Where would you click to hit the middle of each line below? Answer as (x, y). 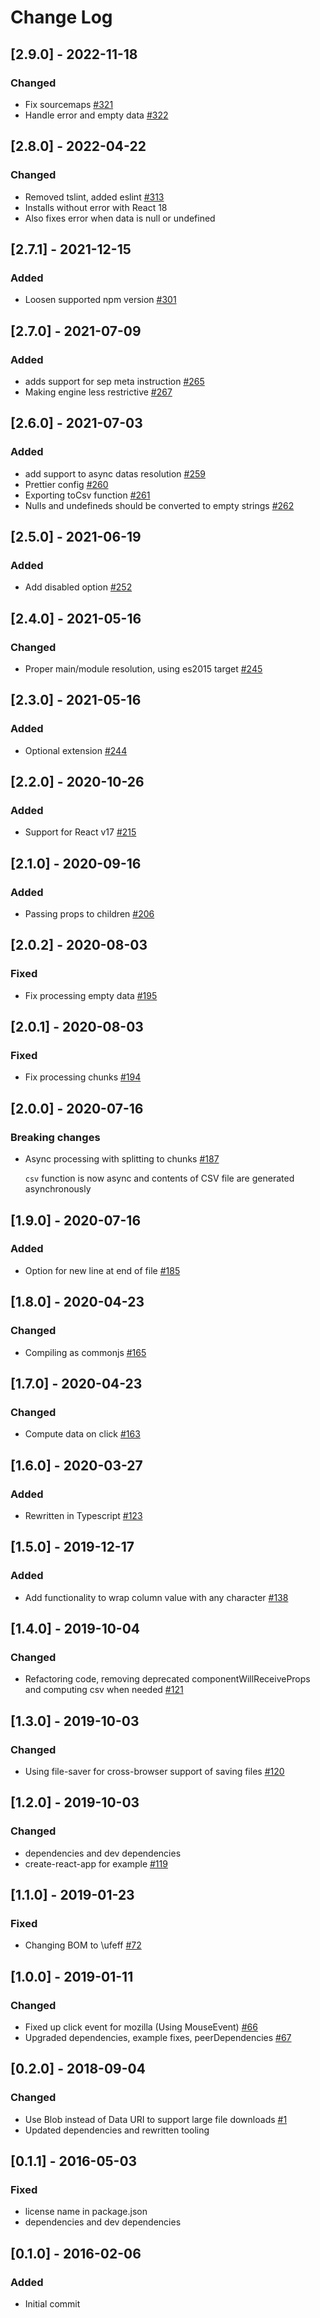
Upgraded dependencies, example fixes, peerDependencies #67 (158, 2037)
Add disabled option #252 (78, 587)
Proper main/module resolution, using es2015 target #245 (143, 669)
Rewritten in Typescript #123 (83, 1515)
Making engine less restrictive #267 (98, 392)
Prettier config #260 (66, 484)
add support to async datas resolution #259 (115, 473)
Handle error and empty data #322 (96, 115)
